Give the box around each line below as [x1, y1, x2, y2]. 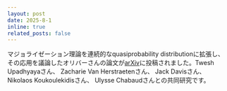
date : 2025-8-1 [7, 17, 52, 24]
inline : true [7, 23, 46, 30]
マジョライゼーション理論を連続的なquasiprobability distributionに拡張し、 [7, 50, 224, 58]
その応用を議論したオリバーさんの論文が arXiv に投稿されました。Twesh [7, 59, 215, 67]
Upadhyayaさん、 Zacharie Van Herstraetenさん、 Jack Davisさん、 [7, 67, 206, 76]
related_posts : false [7, 29, 71, 37]
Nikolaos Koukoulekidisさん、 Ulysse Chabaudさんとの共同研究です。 [7, 76, 210, 85]
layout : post [7, 10, 46, 17]
